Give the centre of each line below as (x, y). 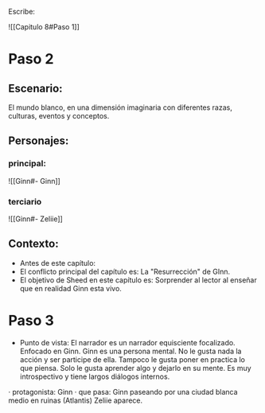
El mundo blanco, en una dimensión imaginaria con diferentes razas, (120, 107)
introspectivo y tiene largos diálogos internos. (95, 376)
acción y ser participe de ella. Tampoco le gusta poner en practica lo (132, 359)
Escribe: (22, 12)
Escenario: (35, 88)
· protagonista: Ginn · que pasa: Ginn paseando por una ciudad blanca (123, 392)
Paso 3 (31, 320)
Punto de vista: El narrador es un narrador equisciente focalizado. (128, 342)
